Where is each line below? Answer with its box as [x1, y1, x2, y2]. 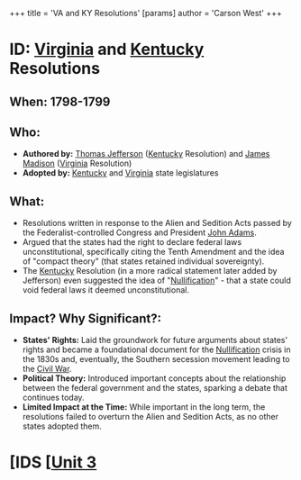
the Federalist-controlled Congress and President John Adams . [22, 227, 257, 238]
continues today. [22, 392, 85, 403]
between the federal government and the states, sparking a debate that [22, 383, 288, 394]
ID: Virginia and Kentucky [9, 40, 205, 59]
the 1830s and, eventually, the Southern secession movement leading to [22, 354, 290, 365]
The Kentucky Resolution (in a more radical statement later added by [22, 266, 278, 276]
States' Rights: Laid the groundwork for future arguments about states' [22, 335, 288, 346]
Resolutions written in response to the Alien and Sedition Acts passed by [22, 218, 293, 229]
